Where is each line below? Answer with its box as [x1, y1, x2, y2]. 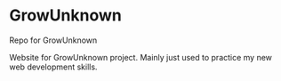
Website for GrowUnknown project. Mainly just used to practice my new [9, 52, 273, 62]
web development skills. [9, 61, 98, 72]
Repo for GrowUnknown [9, 35, 98, 45]
